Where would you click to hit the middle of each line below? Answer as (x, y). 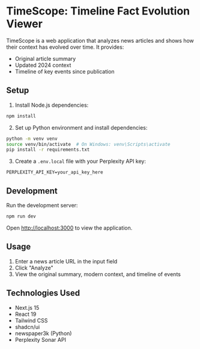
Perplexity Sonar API (40, 339)
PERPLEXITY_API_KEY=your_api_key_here (55, 172)
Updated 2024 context (43, 65)
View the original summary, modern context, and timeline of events (98, 274)
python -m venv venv (32, 139)
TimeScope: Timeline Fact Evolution (98, 11)
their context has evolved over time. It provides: (65, 47)
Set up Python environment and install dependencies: (81, 127)
